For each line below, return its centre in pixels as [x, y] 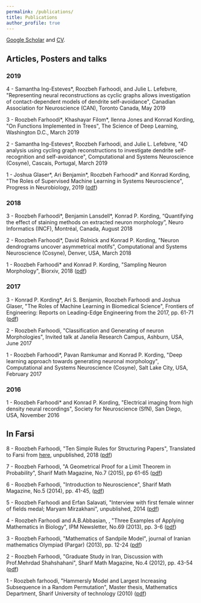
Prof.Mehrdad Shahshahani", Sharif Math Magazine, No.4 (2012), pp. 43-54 [100, 563]
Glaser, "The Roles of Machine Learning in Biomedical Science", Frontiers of [100, 306]
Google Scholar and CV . [36, 40]
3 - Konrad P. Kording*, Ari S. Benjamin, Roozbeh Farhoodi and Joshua [93, 300]
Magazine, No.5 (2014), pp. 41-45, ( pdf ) [55, 491]
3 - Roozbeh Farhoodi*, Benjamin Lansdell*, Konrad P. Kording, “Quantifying [100, 216]
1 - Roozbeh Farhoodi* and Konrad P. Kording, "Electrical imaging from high [100, 402]
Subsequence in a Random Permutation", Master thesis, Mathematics [92, 587]
